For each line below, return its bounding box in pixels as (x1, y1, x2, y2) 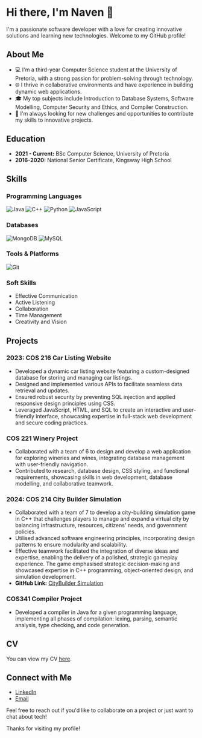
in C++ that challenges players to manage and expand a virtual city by (14, 515, 189, 522)
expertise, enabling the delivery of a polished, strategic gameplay (14, 554, 178, 561)
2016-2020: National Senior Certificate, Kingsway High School (14, 156, 172, 163)
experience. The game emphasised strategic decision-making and (14, 560, 180, 568)
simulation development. (14, 573, 77, 581)
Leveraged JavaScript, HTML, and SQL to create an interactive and (14, 406, 182, 413)
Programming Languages (6, 192, 83, 200)
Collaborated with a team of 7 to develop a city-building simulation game (14, 509, 196, 516)
